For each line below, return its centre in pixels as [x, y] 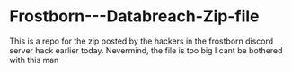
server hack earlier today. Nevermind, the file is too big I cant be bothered [146, 50]
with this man [34, 60]
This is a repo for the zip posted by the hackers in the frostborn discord [142, 41]
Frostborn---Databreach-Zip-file [134, 16]
